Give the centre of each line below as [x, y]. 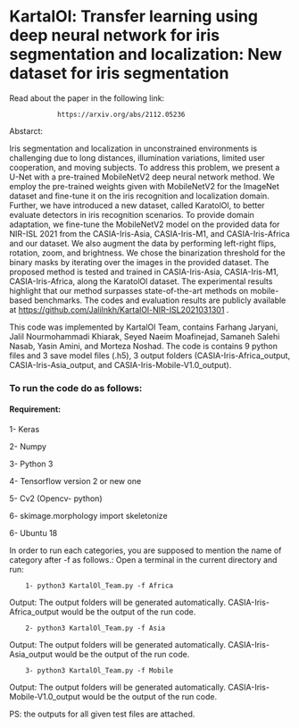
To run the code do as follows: [76, 388]
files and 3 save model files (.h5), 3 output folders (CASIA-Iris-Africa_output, [150, 356]
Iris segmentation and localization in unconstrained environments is [133, 148]
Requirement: [35, 409]
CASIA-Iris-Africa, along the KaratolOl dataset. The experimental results [141, 281]
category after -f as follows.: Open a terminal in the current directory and [143, 560]
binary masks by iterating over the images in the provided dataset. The [139, 262]
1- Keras [25, 430]
